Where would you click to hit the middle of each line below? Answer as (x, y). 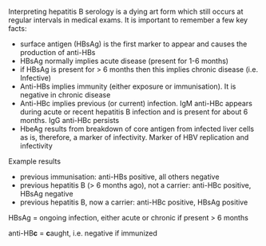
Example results (35, 161)
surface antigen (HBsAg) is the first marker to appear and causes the (133, 44)
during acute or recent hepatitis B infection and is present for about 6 (134, 112)
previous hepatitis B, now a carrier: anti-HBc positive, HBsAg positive (134, 202)
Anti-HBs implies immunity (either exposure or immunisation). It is (128, 86)
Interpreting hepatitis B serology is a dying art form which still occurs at (126, 12)
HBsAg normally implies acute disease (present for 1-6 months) (124, 61)
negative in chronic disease (65, 95)
